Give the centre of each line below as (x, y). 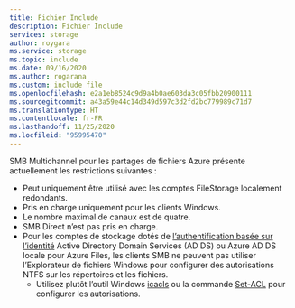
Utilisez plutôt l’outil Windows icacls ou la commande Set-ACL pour (161, 284)
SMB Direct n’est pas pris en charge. (90, 226)
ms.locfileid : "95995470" (58, 135)
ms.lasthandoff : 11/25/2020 (62, 127)
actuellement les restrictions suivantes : (83, 170)
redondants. (45, 197)
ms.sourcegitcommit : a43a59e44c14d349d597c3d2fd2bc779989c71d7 (131, 102)
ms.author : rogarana (48, 77)
